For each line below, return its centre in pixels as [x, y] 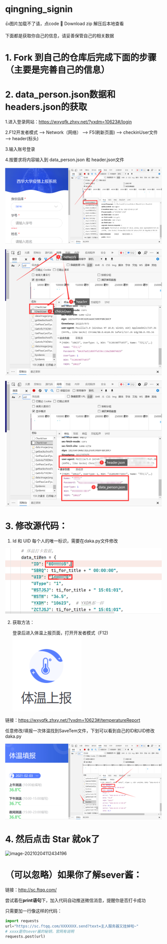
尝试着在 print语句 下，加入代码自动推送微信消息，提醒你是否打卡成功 [76, 900]
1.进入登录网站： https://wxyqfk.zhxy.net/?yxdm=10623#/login [69, 122]
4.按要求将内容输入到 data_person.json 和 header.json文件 [65, 160]
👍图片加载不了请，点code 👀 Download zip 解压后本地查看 [65, 23]
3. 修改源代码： [37, 526]
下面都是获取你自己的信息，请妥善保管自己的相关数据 [60, 35]
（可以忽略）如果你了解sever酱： [74, 875]
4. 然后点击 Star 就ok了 [53, 839]
